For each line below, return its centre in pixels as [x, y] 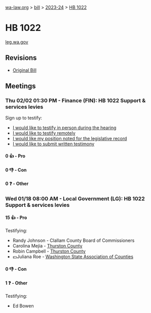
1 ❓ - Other [16, 283]
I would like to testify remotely [44, 133]
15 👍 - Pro [16, 217]
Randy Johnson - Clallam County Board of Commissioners [73, 240]
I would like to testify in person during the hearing [64, 128]
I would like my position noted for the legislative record [70, 139]
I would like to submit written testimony [53, 144]
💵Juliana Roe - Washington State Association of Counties [73, 257]
